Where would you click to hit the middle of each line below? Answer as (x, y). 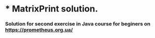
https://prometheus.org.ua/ (39, 30)
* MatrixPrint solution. (52, 9)
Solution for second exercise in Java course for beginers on (78, 24)
